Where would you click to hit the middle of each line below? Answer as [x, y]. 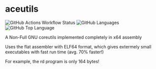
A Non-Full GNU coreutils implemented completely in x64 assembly [74, 37]
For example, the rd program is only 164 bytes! [52, 61]
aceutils [22, 9]
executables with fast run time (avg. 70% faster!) [55, 52]
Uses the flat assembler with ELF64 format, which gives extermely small [78, 46]
